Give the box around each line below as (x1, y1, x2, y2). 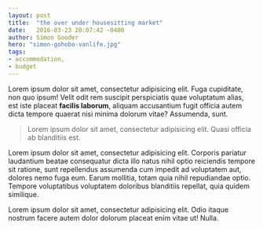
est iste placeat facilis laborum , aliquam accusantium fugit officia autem (8, 100, 243, 110)
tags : (8, 48, 26, 56)
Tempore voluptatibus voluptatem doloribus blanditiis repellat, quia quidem (8, 181, 250, 191)
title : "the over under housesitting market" (8, 19, 163, 27)
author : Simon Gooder (8, 33, 79, 42)
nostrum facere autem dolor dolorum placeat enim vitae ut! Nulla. (8, 213, 219, 222)
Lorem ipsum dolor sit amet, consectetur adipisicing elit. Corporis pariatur (8, 148, 247, 157)
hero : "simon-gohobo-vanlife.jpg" (8, 41, 122, 49)
